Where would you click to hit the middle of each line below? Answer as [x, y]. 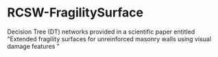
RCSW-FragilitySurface [75, 13]
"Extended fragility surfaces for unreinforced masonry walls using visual [109, 38]
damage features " [34, 46]
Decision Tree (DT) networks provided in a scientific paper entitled [101, 32]
